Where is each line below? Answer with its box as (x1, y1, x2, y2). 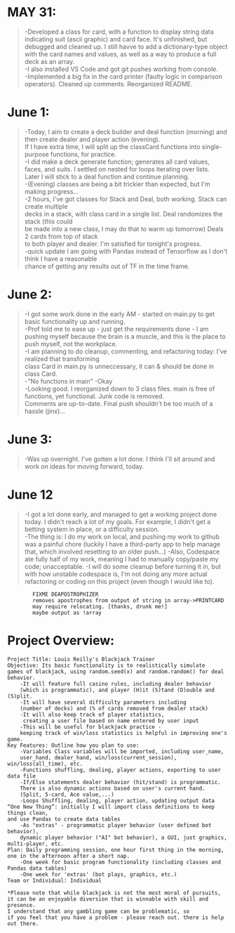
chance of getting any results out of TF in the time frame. (24, 261, 190, 270)
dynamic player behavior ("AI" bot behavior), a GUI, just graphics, (20, 834, 228, 841)
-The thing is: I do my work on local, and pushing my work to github (24, 532, 220, 541)
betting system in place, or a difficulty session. (24, 525, 160, 533)
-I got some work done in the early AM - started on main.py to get (24, 310, 215, 318)
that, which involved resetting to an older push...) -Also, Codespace (24, 547, 220, 556)
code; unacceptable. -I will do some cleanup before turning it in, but (24, 562, 222, 570)
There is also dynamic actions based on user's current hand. (20, 785, 206, 792)
